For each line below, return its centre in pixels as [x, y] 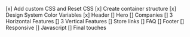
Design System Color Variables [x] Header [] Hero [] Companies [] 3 [89, 15]
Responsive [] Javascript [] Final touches [56, 27]
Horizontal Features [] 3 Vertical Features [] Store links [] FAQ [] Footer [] [95, 21]
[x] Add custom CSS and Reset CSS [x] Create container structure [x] [91, 9]
